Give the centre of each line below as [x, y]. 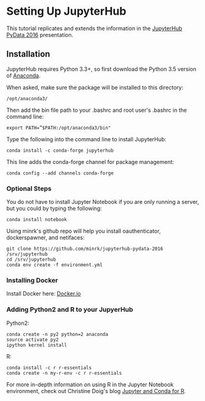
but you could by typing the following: [54, 208]
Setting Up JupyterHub [67, 11]
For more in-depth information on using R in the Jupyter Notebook [90, 384]
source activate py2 [33, 340]
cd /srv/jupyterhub [31, 260]
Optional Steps [29, 189]
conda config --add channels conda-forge [60, 173]
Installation [28, 54]
